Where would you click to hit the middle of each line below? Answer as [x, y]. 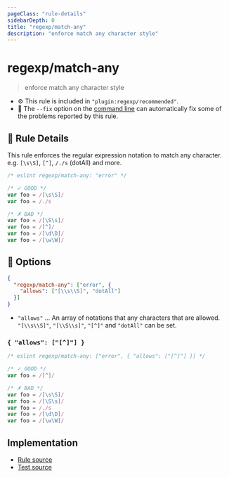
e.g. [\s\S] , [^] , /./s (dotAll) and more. [65, 163]
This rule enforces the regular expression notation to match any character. [115, 155]
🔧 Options [29, 262]
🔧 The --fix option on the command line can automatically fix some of [119, 109]
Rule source [35, 460]
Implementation [43, 443]
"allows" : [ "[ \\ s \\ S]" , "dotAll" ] [70, 291]
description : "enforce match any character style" [83, 33]
